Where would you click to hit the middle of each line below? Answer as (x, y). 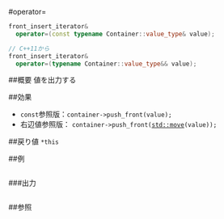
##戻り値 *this (34, 141)
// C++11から (29, 48)
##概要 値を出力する (42, 80)
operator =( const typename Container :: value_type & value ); (116, 34)
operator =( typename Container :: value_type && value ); (106, 64)
